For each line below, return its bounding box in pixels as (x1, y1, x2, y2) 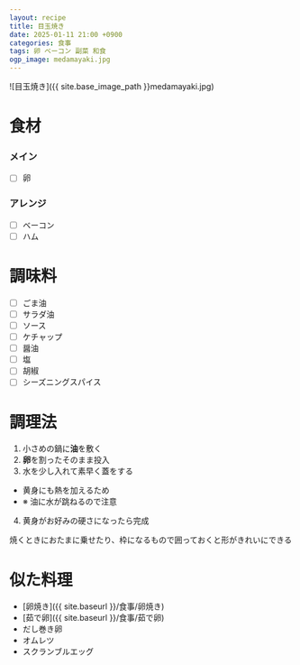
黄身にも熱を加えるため (22, 485, 110, 496)
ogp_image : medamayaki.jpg (9, 55, 111, 64)
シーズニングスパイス (22, 376, 102, 388)
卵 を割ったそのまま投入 (22, 455, 110, 466)
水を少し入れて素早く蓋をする (22, 466, 133, 476)
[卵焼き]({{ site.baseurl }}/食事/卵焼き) (22, 601, 165, 612)
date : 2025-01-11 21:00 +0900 (9, 30, 123, 39)
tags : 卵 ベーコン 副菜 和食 (9, 47, 106, 56)
